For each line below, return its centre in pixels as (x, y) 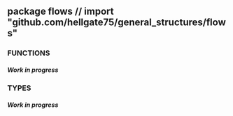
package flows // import (61, 12)
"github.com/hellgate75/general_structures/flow (116, 23)
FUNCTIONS (29, 53)
